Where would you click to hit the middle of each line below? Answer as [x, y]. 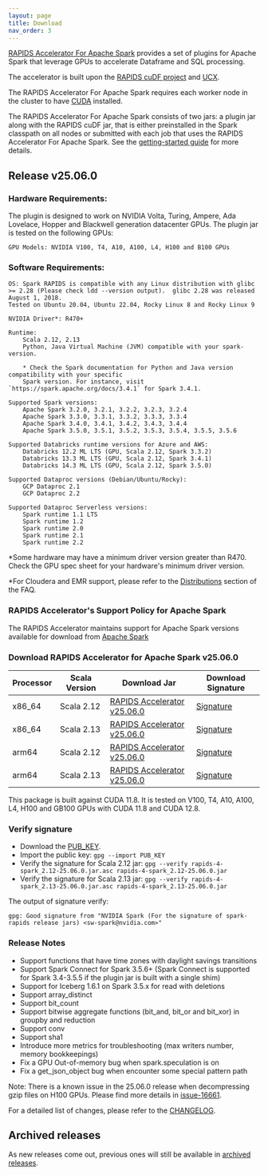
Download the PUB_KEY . [60, 847]
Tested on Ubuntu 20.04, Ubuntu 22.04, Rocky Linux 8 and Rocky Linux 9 [132, 305]
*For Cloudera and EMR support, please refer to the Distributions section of [132, 582]
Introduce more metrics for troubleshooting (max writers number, [126, 1045]
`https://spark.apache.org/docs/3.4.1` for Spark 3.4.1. [105, 389]
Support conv [42, 1028]
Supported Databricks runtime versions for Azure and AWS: [108, 445]
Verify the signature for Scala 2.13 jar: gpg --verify [104, 879]
